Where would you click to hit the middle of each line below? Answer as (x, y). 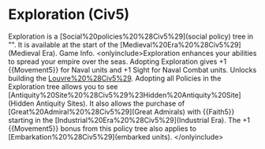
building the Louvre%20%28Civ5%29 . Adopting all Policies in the (115, 78)
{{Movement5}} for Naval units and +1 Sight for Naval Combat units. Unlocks (132, 69)
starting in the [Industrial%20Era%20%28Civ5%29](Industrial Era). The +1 (129, 120)
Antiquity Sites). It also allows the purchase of (110, 103)
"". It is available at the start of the (63, 44)
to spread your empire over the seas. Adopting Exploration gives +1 (118, 61)
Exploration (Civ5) (69, 15)
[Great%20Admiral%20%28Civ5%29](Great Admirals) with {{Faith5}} (121, 111)
